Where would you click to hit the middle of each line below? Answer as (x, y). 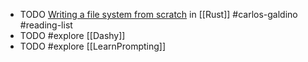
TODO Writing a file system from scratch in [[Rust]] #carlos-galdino (158, 14)
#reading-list (46, 25)
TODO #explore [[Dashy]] (72, 35)
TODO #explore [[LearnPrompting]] (93, 46)
